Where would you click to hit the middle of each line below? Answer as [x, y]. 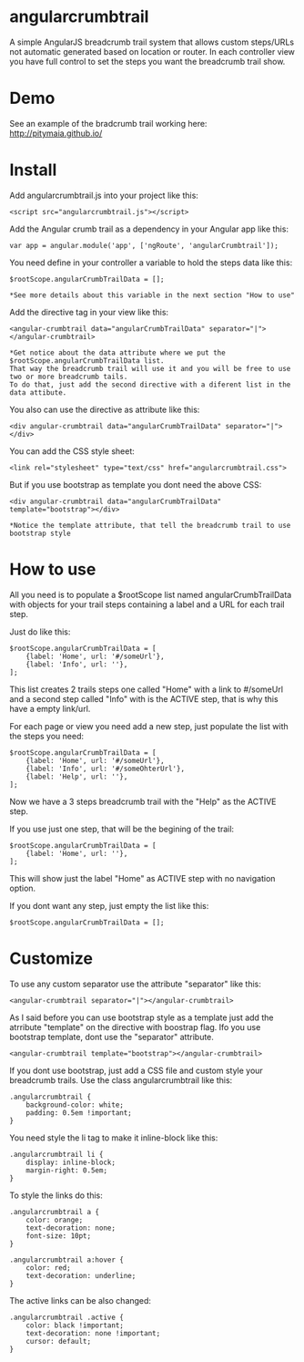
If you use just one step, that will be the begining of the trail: [122, 829]
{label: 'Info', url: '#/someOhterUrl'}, [105, 769]
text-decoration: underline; [81, 1275]
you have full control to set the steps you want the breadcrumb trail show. [147, 61]
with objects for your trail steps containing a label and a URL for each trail [147, 604]
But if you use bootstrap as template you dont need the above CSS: [136, 484]
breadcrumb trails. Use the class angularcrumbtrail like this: [121, 1080]
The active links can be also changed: [81, 1300]
